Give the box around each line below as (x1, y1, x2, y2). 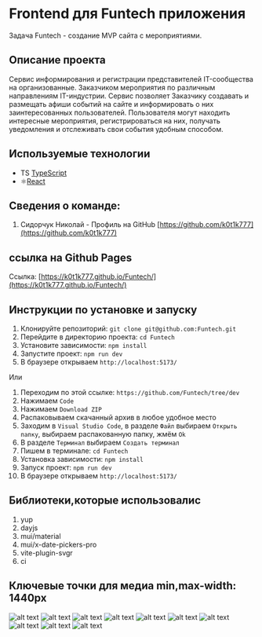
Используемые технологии (9, 147, 151, 161)
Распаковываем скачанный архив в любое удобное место (20, 413, 217, 422)
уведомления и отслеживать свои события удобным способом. (9, 124, 224, 134)
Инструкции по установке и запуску (9, 303, 198, 317)
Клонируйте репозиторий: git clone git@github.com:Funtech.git (20, 324, 237, 333)
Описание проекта (9, 53, 106, 67)
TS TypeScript (20, 168, 67, 178)
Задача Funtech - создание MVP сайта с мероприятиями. (9, 31, 202, 40)
